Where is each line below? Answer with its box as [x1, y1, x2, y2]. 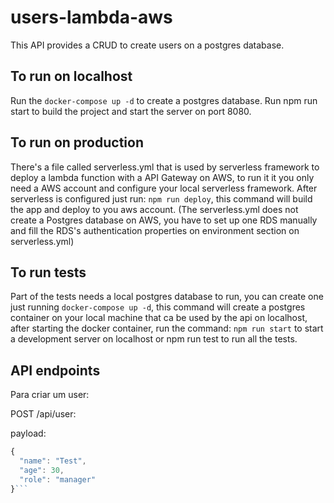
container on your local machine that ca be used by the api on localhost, [10, 312, 308, 324]
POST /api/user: [10, 408, 77, 420]
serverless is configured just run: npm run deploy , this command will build [10, 192, 313, 205]
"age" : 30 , [19, 465, 65, 475]
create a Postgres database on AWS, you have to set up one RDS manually [10, 214, 318, 226]
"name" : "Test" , [19, 456, 87, 466]
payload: [10, 427, 47, 440]
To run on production [10, 134, 144, 151]
